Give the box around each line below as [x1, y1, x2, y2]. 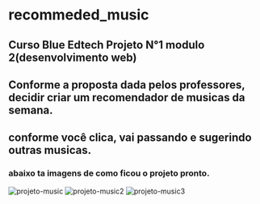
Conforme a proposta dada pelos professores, [8, 78, 245, 91]
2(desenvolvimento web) [8, 50, 137, 64]
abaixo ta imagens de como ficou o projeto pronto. [8, 168, 210, 179]
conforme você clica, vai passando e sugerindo [8, 131, 252, 145]
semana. [8, 103, 53, 117]
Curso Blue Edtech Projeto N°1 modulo [8, 38, 205, 52]
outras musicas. [8, 143, 92, 157]
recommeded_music [8, 6, 149, 24]
